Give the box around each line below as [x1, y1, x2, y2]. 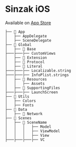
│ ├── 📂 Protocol [5, 59, 45, 65]
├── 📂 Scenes [5, 115, 32, 120]
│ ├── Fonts [5, 103, 34, 108]
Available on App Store [5, 20, 51, 26]
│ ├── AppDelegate [5, 34, 48, 38]
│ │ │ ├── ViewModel [5, 128, 60, 134]
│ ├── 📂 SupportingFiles [5, 85, 60, 90]
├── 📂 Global [5, 42, 32, 47]
